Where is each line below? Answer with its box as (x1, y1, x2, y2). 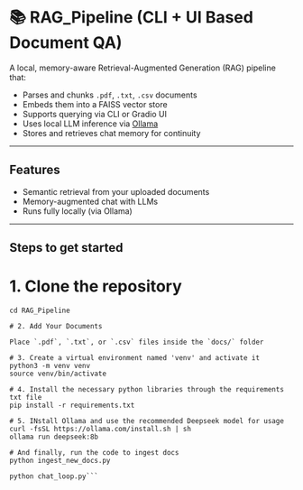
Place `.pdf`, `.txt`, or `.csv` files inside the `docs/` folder (9, 337, 264, 347)
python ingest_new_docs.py (9, 457, 111, 466)
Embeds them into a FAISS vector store (22, 98, 169, 109)
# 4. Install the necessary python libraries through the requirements (9, 385, 284, 394)
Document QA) (9, 32, 123, 53)
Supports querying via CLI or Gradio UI (22, 108, 167, 119)
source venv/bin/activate (9, 369, 106, 379)
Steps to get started (9, 240, 124, 255)
